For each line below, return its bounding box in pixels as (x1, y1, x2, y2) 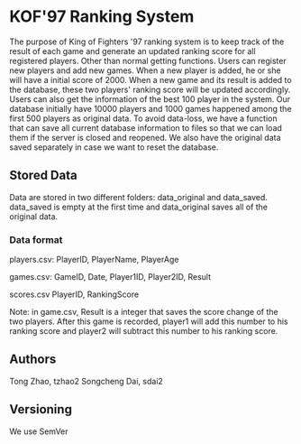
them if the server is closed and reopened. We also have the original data (9, 132, 281, 143)
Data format (9, 233, 63, 245)
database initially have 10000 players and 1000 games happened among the (9, 103, 292, 114)
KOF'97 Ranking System (9, 6, 195, 27)
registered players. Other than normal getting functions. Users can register (9, 55, 287, 66)
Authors (9, 352, 57, 367)
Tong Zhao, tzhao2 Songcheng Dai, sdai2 (9, 375, 164, 386)
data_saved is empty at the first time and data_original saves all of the (9, 201, 269, 212)
